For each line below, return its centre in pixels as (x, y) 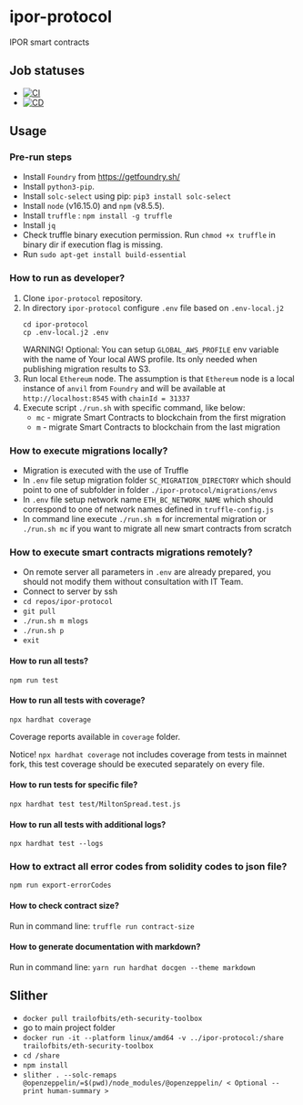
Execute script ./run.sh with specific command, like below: (134, 407)
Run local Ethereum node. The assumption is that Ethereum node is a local (158, 378)
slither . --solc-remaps (70, 1075)
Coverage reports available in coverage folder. (95, 736)
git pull (39, 612)
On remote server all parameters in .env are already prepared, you (146, 572)
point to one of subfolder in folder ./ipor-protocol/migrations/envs (150, 490)
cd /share (41, 1056)
